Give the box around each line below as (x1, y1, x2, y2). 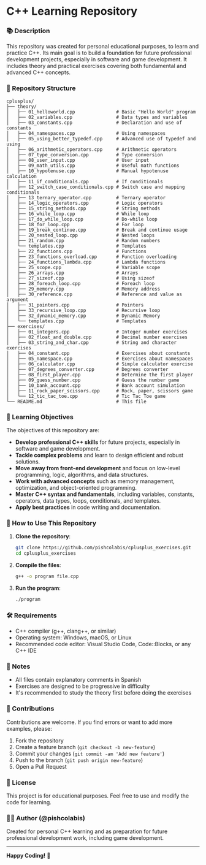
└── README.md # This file (6, 398, 147, 405)
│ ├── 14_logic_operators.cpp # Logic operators (6, 200, 164, 206)
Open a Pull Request (15, 763, 67, 770)
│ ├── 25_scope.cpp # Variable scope (6, 264, 161, 270)
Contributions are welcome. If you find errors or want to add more (6, 718, 173, 726)
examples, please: (6, 725, 52, 732)
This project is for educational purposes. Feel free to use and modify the (6, 792, 189, 799)
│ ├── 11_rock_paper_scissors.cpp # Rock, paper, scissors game (6, 387, 193, 394)
